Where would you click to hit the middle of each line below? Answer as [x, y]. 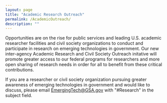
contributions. [20, 70]
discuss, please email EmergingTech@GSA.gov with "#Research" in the [79, 90]
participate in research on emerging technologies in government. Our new [82, 48]
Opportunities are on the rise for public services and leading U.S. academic [83, 38]
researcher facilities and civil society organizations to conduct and [74, 43]
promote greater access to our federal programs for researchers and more [82, 59]
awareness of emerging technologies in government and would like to [78, 85]
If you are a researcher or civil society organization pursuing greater [76, 79]
